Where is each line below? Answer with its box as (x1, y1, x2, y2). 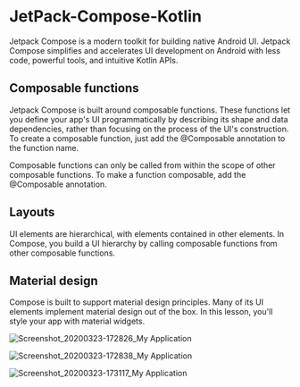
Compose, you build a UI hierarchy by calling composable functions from (9, 238, 279, 248)
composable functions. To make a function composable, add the (9, 169, 246, 180)
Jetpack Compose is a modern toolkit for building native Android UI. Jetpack (9, 36, 291, 46)
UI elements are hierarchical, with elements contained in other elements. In (9, 228, 285, 239)
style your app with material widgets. (9, 315, 146, 327)
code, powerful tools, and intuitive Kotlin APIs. (9, 55, 179, 65)
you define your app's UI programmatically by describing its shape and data (9, 114, 288, 124)
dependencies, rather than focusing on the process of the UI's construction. (9, 123, 289, 134)
